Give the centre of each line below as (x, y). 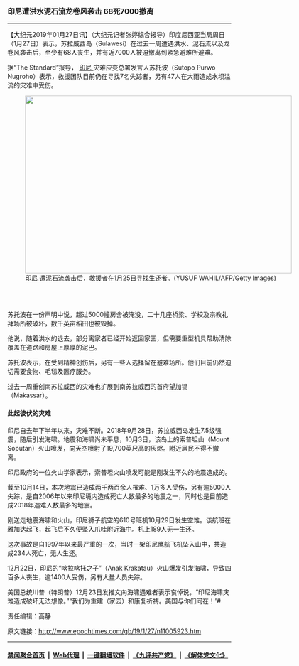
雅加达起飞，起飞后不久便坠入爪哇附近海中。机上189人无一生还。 (103, 529)
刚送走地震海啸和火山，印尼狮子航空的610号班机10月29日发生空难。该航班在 (119, 520)
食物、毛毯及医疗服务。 (60, 372)
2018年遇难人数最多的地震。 (55, 505)
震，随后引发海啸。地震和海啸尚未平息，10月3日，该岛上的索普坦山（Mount (118, 439)
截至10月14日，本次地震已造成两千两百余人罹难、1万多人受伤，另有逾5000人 (119, 487)
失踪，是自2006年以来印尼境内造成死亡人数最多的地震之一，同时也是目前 (115, 496)
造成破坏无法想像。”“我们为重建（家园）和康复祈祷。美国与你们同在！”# (117, 601)
